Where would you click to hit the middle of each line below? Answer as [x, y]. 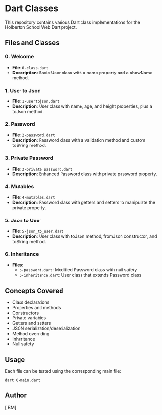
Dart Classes [32, 9]
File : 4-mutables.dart [33, 197]
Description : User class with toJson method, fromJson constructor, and [84, 236]
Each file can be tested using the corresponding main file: [63, 371]
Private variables [29, 318]
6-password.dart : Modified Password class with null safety [78, 270]
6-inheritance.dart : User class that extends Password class [80, 275]
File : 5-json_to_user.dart [38, 231]
